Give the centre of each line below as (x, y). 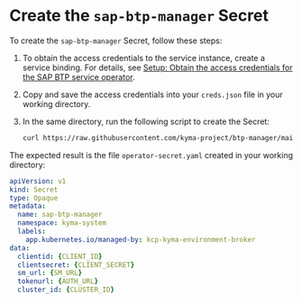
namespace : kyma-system (62, 223)
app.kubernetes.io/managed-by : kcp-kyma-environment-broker (141, 239)
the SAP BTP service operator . (78, 76)
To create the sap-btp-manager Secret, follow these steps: (116, 40)
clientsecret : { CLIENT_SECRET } (76, 265)
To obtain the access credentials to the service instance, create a (144, 58)
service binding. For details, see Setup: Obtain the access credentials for (157, 67)
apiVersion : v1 (38, 181)
